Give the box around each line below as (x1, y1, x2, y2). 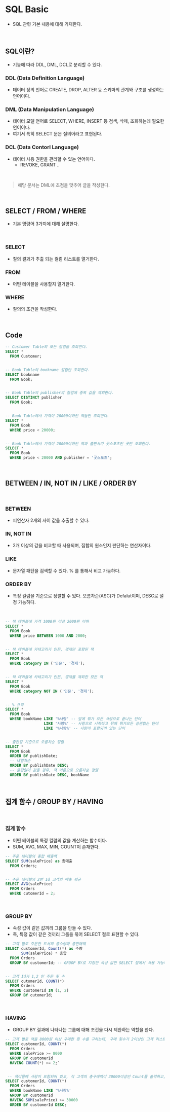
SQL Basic (5, 4, 49, 15)
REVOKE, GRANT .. (20, 161, 60, 168)
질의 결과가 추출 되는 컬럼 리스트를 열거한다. (12, 256, 100, 262)
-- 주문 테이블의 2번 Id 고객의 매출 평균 (5, 877, 81, 882)
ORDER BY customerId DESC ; (10, 1102, 67, 1107)
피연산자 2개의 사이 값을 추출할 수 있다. (12, 517, 90, 523)
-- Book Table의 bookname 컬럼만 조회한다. (5, 367, 90, 372)
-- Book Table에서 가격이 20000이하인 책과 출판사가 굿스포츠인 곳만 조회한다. (5, 441, 151, 446)
